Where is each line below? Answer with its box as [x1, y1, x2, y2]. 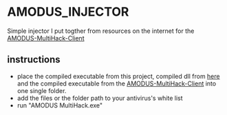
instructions [7, 54, 61, 66]
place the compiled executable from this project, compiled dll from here [17, 72, 220, 80]
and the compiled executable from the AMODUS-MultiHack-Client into [17, 79, 217, 88]
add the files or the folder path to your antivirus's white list [17, 94, 184, 102]
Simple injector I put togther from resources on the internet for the [7, 27, 195, 35]
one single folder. [17, 86, 67, 94]
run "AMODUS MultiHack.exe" [17, 101, 103, 110]
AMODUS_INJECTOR [7, 4, 129, 20]
